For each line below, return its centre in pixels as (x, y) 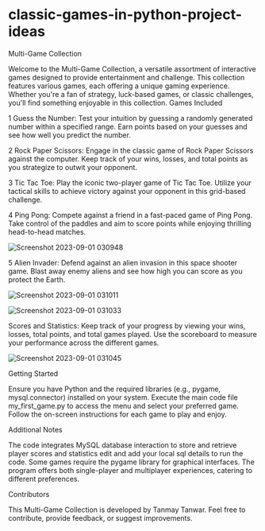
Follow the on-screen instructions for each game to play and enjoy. (118, 414)
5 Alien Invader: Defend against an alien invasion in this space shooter (123, 262)
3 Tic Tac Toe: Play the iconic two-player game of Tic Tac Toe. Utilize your (130, 182)
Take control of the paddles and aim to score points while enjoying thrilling (130, 223)
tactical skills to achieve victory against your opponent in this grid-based (127, 191)
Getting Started (33, 373)
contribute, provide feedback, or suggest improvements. (100, 517)
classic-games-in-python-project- (125, 15)
